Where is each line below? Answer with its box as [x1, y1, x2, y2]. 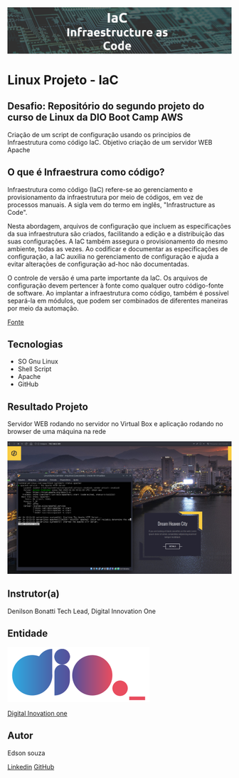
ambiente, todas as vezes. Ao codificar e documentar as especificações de [7, 244, 228, 253]
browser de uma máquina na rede [7, 428, 107, 436]
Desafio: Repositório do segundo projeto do [7, 100, 205, 113]
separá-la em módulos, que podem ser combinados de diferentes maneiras [7, 296, 229, 305]
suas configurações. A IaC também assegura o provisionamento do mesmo [7, 237, 228, 246]
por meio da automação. [7, 303, 80, 313]
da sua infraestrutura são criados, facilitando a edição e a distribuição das [7, 229, 225, 238]
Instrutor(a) [7, 588, 60, 600]
